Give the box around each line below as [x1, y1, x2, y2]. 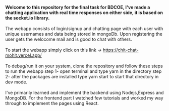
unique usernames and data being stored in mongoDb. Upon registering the [5, 31, 163, 37]
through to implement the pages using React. [5, 100, 99, 106]
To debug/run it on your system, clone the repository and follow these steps [5, 63, 163, 69]
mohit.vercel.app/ [5, 52, 42, 58]
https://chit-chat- [102, 47, 139, 53]
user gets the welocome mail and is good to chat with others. [5, 36, 132, 42]
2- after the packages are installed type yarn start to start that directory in [5, 74, 159, 79]
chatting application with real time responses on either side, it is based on [5, 10, 163, 16]
